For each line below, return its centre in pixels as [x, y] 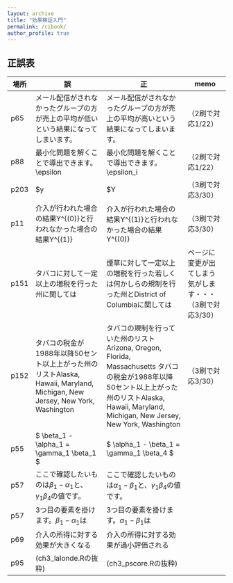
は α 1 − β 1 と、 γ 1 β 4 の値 [144, 486]
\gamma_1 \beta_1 [66, 453]
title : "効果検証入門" [37, 20]
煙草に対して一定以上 [141, 263]
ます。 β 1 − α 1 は [61, 521]
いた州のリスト [131, 339]
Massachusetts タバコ [143, 367]
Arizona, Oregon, [134, 348]
